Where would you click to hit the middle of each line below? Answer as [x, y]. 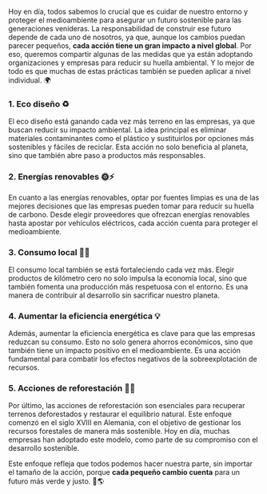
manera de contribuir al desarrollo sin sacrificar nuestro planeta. [114, 295]
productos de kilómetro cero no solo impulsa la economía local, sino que [128, 278]
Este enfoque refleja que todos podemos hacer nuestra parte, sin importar [131, 464]
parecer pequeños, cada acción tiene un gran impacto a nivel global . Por [130, 46]
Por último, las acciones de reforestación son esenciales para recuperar [127, 406]
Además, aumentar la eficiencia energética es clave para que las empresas [132, 334]
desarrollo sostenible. [44, 448]
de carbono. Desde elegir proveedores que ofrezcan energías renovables [129, 214]
